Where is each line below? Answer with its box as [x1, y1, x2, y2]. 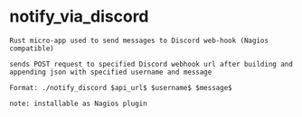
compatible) [9, 43, 54, 53]
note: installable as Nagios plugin [9, 99, 147, 108]
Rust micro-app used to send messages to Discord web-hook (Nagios [9, 36, 269, 45]
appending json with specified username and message [9, 67, 212, 76]
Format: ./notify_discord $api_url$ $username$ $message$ [9, 83, 232, 92]
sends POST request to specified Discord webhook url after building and [9, 59, 294, 68]
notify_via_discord [9, 6, 149, 27]
